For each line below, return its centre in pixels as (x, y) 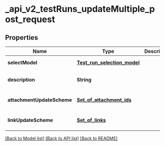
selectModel (23, 62)
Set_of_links (91, 120)
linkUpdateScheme (30, 120)
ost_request (30, 19)
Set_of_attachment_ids (104, 100)
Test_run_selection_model (108, 62)
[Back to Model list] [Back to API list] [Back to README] (61, 138)
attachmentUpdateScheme (40, 100)
